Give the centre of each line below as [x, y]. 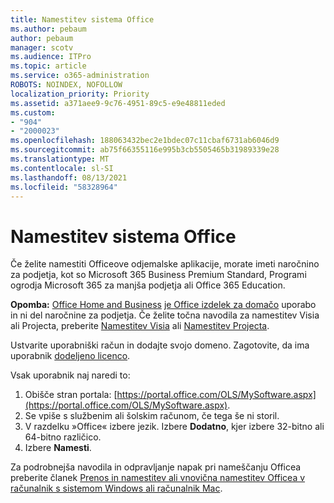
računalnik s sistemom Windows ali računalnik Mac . [116, 488]
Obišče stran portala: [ [71, 395]
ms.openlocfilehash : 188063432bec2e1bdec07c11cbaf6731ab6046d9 [145, 141]
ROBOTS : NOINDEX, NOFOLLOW [66, 85]
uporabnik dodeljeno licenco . [70, 356]
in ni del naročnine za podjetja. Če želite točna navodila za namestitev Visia [165, 315]
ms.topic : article [48, 66]
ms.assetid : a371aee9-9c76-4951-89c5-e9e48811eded [118, 103]
